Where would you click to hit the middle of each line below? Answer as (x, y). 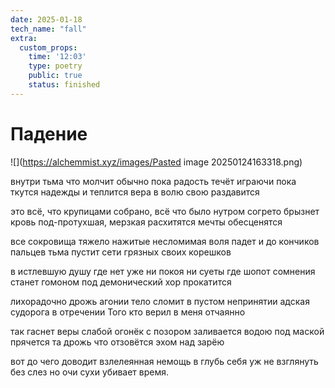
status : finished (64, 85)
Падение (49, 133)
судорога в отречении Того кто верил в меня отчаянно (128, 312)
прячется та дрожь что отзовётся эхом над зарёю (117, 342)
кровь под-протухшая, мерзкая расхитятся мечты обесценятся (146, 222)
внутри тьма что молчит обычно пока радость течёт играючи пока (153, 181)
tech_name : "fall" (48, 29)
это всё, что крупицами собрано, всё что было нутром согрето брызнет (165, 211)
